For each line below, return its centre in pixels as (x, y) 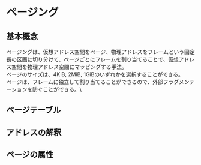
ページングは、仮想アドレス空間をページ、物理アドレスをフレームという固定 (100, 52)
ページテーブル (34, 110)
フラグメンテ (179, 82)
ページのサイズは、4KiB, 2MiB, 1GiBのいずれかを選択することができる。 (95, 74)
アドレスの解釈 (34, 132)
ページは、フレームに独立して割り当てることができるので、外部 (85, 82)
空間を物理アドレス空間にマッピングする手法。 (69, 67)
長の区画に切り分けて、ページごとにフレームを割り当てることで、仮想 (92, 59)
